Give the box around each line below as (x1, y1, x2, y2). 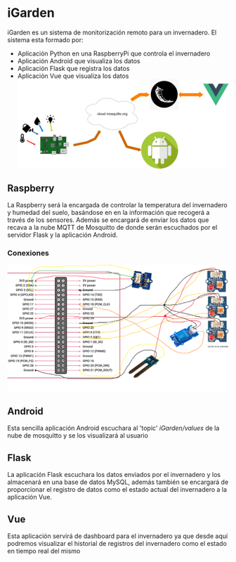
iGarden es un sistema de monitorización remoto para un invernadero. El (7, 28, 217, 37)
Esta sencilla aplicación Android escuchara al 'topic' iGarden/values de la (7, 424, 220, 433)
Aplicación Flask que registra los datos (17, 64, 130, 72)
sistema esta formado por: (7, 35, 84, 44)
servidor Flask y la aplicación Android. (7, 230, 118, 240)
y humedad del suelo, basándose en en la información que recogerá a (7, 209, 210, 217)
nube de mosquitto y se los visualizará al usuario (7, 431, 149, 440)
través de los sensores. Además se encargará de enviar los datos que (7, 216, 209, 224)
